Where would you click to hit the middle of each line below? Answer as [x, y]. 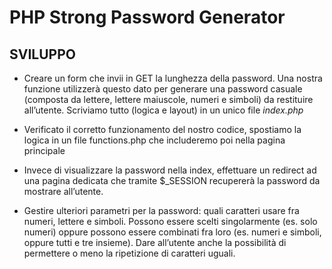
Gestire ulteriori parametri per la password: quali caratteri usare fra [161, 210]
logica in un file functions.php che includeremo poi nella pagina [154, 140]
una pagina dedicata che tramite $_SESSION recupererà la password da [172, 180]
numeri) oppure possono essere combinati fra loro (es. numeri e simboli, [172, 232]
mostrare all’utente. [63, 191]
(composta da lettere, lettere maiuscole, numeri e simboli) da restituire [168, 99]
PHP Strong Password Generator [147, 17]
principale [44, 150]
